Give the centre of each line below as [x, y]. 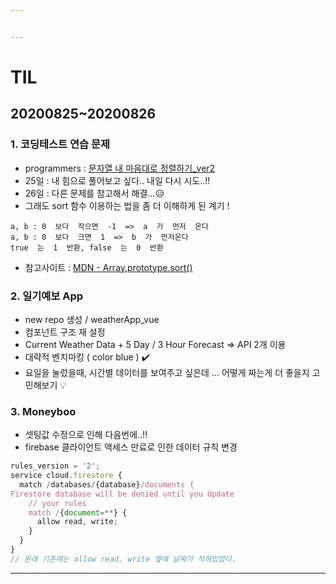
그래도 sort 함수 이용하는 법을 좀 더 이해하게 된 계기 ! [127, 205]
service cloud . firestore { [66, 476]
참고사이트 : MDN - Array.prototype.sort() [108, 267]
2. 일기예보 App [47, 296]
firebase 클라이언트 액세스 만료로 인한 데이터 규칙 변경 [131, 447]
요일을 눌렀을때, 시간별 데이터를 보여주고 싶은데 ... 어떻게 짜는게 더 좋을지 [167, 372]
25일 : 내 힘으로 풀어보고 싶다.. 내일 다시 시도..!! [117, 180]
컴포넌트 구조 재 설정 [65, 332]
